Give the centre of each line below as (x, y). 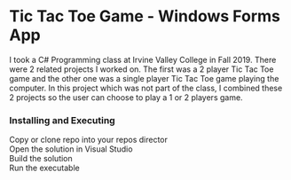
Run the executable (44, 168)
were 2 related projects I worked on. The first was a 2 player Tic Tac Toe (142, 69)
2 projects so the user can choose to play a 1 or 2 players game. (126, 97)
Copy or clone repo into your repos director (89, 140)
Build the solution (41, 159)
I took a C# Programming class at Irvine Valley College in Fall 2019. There (143, 59)
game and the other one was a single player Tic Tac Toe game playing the (144, 78)
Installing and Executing (62, 120)
